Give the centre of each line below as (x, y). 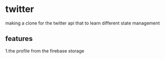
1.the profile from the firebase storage (45, 50)
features (19, 39)
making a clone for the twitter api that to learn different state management (82, 23)
